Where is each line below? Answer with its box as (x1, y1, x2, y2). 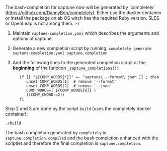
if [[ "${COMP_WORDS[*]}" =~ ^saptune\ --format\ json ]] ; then (19, 75, 159, 80)
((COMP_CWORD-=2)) (26, 92, 65, 97)
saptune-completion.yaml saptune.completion (12, 51, 108, 56)
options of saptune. (12, 35, 53, 41)
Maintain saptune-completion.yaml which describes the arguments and (12, 30, 159, 36)
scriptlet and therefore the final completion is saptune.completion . (5, 140, 142, 146)
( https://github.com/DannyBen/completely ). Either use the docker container (5, 10, 162, 16)
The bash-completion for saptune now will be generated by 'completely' (5, 5, 155, 10)
